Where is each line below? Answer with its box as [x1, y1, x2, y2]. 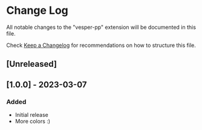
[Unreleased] [6, 59, 57, 69]
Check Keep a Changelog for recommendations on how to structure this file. [6, 42, 197, 49]
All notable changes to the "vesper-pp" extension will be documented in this [6, 23, 197, 31]
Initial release [15, 111, 48, 119]
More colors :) [15, 118, 50, 125]
